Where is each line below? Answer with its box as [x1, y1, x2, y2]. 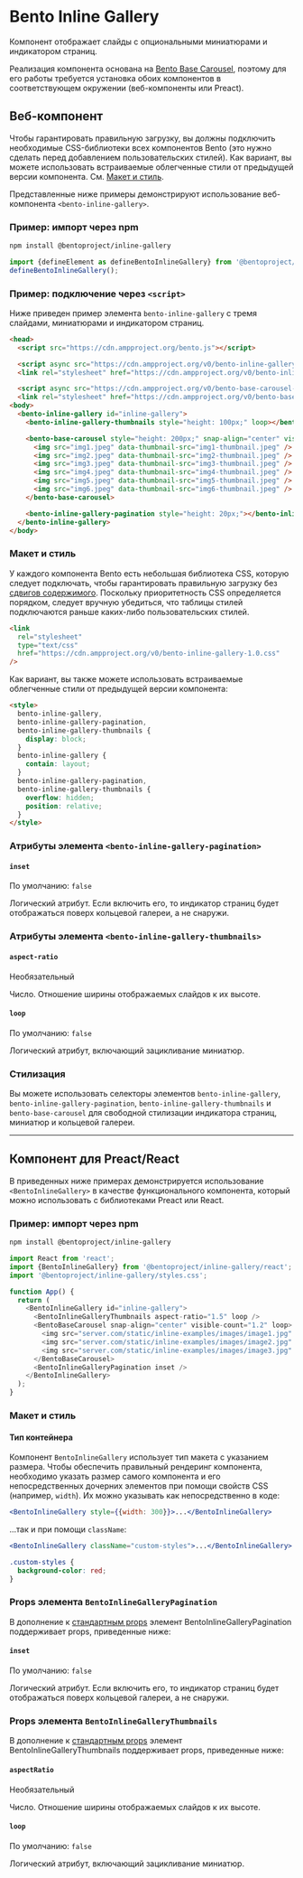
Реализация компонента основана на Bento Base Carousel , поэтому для [9, 63, 287, 74]
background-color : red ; [17, 1565, 106, 1575]
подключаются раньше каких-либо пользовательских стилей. [9, 606, 250, 617]
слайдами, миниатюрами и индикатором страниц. [9, 317, 205, 328]
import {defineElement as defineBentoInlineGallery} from [9, 257, 232, 266]
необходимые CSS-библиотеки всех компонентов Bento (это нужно [9, 142, 272, 153]
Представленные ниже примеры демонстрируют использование [9, 188, 262, 200]
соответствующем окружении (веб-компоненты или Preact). [9, 82, 244, 93]
